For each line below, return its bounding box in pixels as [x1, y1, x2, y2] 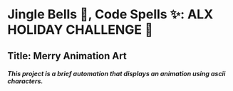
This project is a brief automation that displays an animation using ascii [7, 70, 226, 78]
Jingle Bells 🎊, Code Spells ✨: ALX [7, 6, 214, 23]
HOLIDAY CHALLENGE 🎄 [7, 22, 153, 38]
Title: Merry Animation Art [7, 49, 127, 62]
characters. [7, 77, 43, 85]
